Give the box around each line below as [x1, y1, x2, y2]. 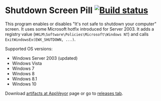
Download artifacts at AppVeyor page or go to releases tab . [5, 90, 123, 96]
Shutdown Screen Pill [5, 5, 93, 16]
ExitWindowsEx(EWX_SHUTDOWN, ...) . [5, 36, 76, 42]
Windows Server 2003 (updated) [12, 55, 78, 61]
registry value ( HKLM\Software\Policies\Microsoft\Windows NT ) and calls [5, 31, 149, 37]
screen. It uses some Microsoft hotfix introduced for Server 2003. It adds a [5, 26, 154, 32]
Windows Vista [12, 60, 42, 66]
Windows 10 [12, 81, 37, 87]
